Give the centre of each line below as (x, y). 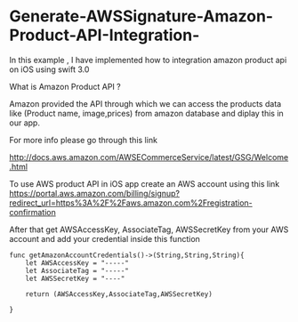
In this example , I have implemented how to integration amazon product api (148, 60)
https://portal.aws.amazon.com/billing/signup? (95, 193)
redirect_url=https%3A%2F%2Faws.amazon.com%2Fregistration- (131, 203)
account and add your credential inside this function (105, 238)
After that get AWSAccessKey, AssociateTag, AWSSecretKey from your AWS (149, 229)
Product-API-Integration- (105, 35)
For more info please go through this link (84, 140)
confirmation (32, 212)
